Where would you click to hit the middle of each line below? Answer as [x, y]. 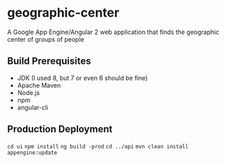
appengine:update [32, 153]
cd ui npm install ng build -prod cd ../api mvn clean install [98, 146]
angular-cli [33, 107]
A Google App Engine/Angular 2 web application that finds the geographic [113, 32]
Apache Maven [39, 85]
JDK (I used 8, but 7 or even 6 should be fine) [82, 78]
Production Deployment [60, 129]
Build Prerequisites [49, 61]
